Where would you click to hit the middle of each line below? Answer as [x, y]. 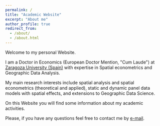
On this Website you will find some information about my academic [74, 103]
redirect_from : [21, 29]
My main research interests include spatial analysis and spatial [70, 82]
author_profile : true [28, 24]
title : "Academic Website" [33, 15]
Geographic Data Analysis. [33, 73]
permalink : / [19, 10]
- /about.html [24, 38]
